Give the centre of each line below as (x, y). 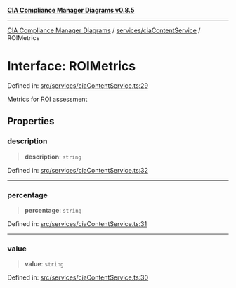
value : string (44, 264)
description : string (53, 157)
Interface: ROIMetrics (72, 66)
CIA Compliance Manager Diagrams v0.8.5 (71, 10)
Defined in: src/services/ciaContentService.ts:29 (78, 85)
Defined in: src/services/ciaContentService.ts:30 (78, 277)
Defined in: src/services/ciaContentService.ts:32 (78, 170)
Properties (31, 121)
